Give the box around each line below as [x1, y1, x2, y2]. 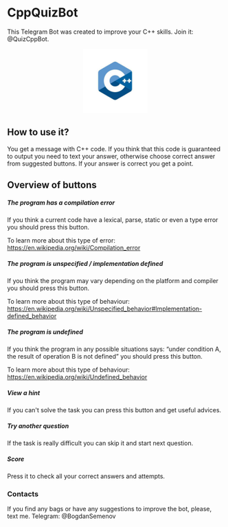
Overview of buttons [7, 179, 98, 191]
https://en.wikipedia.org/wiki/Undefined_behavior [7, 373, 148, 381]
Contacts [7, 489, 39, 499]
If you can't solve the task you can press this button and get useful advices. [7, 406, 222, 414]
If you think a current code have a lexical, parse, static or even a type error [7, 216, 218, 224]
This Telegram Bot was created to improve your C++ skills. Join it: [7, 27, 194, 36]
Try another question [7, 421, 69, 430]
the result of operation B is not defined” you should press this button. [7, 352, 203, 361]
